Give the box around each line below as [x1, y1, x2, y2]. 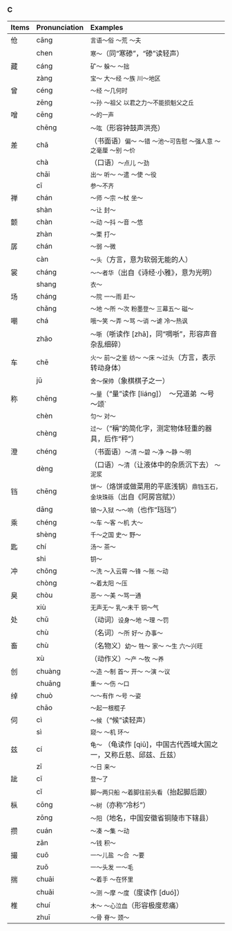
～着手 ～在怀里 [90, 876, 134, 884]
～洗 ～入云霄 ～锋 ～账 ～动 [90, 567, 169, 576]
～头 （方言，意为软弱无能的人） [90, 255, 192, 265]
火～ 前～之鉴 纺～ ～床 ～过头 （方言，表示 [90, 353, 216, 362]
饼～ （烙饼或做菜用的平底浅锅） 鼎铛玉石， [90, 481, 222, 491]
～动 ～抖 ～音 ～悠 [90, 218, 144, 227]
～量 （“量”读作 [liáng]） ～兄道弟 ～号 [90, 389, 215, 399]
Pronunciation [36, 23, 84, 33]
